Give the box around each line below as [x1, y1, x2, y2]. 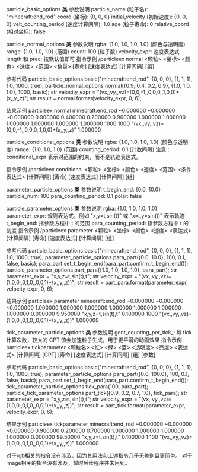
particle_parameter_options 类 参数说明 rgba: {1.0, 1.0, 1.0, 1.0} [6, 205, 158, 212]
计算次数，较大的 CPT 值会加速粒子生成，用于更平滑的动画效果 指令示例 [6, 336, 183, 343]
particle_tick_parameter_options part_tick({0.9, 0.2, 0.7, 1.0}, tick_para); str [6, 390, 188, 396]
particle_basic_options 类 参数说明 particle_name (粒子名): [6, 6, 148, 12]
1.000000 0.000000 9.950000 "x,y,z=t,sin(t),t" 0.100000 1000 [6, 311, 158, 317]
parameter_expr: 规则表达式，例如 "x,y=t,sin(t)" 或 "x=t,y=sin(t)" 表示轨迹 [6, 212, 185, 219]
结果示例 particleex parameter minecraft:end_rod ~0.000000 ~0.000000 [6, 298, 184, 304]
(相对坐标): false [6, 28, 46, 35]
